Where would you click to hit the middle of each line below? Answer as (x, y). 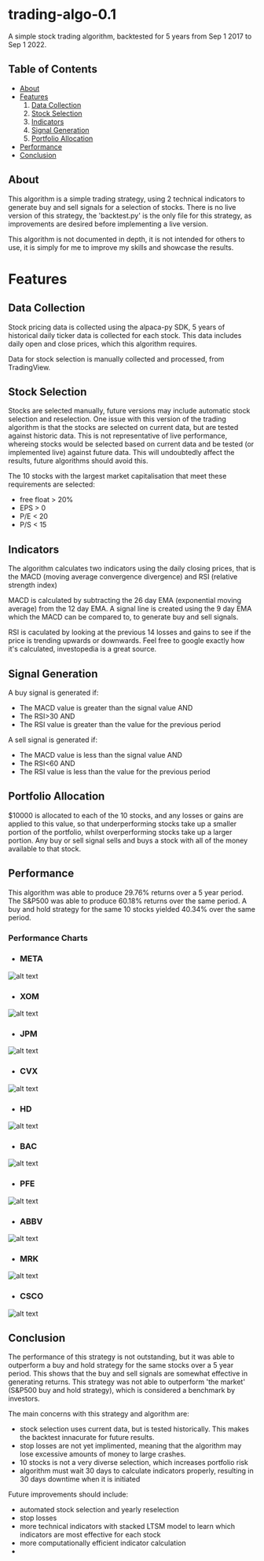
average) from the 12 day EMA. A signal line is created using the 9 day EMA (130, 609)
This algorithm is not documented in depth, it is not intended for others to (126, 239)
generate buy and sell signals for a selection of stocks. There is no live (122, 207)
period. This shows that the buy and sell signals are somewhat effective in (128, 1374)
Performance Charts (48, 938)
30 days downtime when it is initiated (80, 1479)
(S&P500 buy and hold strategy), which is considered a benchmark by (122, 1390)
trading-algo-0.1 (62, 15)
